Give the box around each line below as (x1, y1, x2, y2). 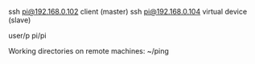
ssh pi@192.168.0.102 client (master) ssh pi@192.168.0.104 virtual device (8, 7, 248, 16)
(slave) (8, 15, 31, 25)
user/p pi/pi (8, 31, 47, 40)
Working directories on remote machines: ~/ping (8, 46, 169, 55)
